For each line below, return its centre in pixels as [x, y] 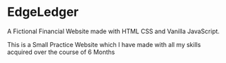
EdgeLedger [43, 12]
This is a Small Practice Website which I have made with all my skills [104, 44]
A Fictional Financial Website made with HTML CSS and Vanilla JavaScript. [113, 31]
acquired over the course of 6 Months [61, 52]
